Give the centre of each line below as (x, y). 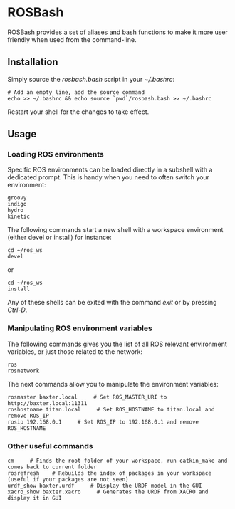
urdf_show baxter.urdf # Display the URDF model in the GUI (105, 486)
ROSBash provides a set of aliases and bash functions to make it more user (117, 32)
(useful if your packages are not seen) (68, 480)
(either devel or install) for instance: (59, 237)
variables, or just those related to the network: (75, 351)
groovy (17, 198)
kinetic (19, 217)
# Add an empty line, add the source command (76, 92)
